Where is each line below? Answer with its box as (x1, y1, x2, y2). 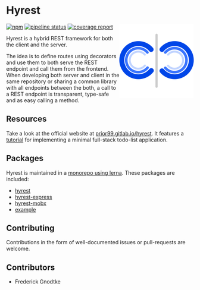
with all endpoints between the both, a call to (6, 84, 116, 91)
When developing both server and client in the (6, 71, 120, 78)
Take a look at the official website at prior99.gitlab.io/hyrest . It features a (6, 130, 185, 137)
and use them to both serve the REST (6, 59, 98, 66)
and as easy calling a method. (6, 96, 80, 104)
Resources (6, 114, 47, 124)
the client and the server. (6, 41, 67, 48)
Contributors (6, 262, 55, 272)
